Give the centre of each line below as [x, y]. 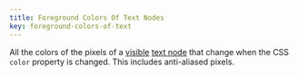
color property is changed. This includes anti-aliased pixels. [122, 62]
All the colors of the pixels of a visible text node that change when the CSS [149, 52]
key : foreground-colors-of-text [70, 26]
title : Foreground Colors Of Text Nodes [87, 18]
